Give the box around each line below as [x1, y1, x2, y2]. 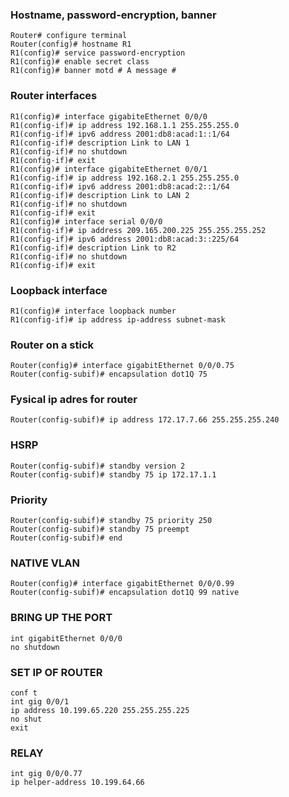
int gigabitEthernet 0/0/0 [10, 633, 123, 643]
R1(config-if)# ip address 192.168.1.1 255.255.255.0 [10, 120, 240, 130]
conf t [10, 688, 38, 698]
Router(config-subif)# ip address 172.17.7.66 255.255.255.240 [10, 415, 280, 425]
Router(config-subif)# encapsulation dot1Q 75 [10, 369, 208, 380]
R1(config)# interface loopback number [10, 306, 177, 316]
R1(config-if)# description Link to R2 [10, 243, 177, 253]
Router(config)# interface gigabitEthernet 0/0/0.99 [10, 579, 235, 589]
